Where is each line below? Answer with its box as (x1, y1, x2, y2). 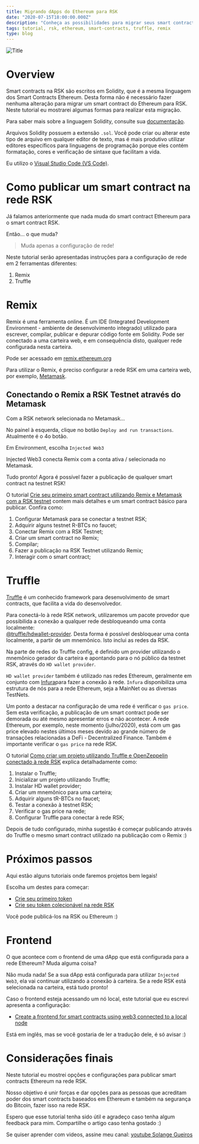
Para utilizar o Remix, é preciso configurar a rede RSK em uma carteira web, (6, 366, 191, 373)
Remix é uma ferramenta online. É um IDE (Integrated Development (6, 318, 170, 325)
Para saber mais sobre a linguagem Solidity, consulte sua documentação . (6, 118, 185, 125)
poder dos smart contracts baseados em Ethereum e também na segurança (6, 1095, 191, 1102)
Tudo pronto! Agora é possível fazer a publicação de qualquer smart (6, 473, 173, 481)
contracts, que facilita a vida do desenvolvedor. (6, 600, 122, 607)
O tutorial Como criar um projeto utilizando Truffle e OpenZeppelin (6, 752, 168, 759)
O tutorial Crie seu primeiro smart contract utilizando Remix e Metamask (6, 491, 182, 498)
